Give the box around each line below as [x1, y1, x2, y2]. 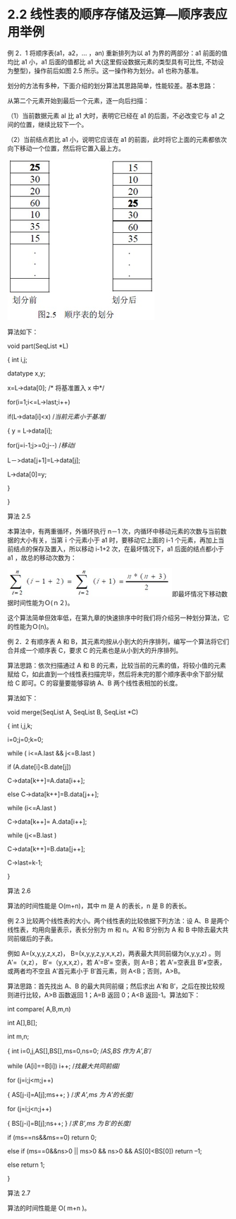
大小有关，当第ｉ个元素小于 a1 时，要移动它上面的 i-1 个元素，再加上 [19, 536, 218, 544]
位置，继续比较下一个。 [19, 120, 88, 128]
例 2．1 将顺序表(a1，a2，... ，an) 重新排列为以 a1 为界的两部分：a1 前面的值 [7, 49, 228, 57]
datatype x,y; [7, 368, 46, 378]
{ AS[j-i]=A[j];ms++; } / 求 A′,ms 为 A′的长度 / [7, 1090, 134, 1098]
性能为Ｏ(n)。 [13, 622, 53, 630]
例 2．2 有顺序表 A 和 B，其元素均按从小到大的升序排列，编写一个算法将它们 [7, 637, 230, 646]
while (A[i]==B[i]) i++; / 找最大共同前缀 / [7, 1062, 120, 1070]
